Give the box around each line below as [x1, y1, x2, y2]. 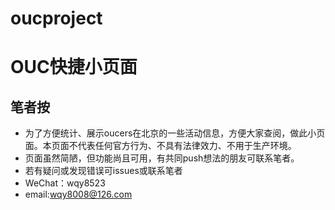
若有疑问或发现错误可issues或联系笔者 [24, 165, 183, 177]
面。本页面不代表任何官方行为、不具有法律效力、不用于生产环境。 [24, 140, 297, 152]
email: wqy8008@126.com [24, 188, 133, 201]
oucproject [10, 7, 103, 30]
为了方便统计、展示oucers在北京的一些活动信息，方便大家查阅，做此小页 [24, 127, 326, 139]
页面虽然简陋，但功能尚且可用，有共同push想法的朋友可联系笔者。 [24, 152, 300, 164]
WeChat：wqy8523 [24, 177, 106, 189]
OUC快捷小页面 [10, 56, 138, 79]
